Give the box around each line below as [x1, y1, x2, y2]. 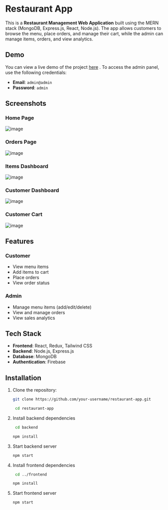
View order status [12, 280, 50, 286]
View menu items [12, 264, 49, 270]
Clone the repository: [12, 387, 57, 393]
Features [5, 237, 34, 246]
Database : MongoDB [12, 354, 57, 360]
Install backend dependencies [12, 415, 76, 421]
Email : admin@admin [12, 79, 52, 85]
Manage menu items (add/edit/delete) [12, 304, 92, 310]
